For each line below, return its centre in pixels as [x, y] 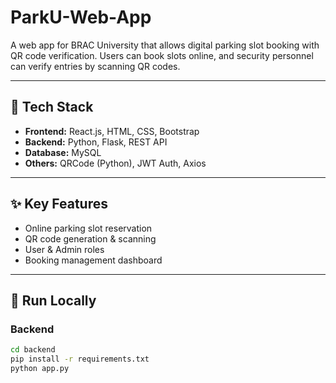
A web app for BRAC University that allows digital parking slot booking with [165, 45]
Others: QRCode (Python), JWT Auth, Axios [115, 163]
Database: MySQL [63, 152]
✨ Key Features [59, 204]
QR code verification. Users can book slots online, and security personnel [162, 55]
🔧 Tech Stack [52, 107]
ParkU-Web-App [81, 17]
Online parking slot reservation [88, 228]
